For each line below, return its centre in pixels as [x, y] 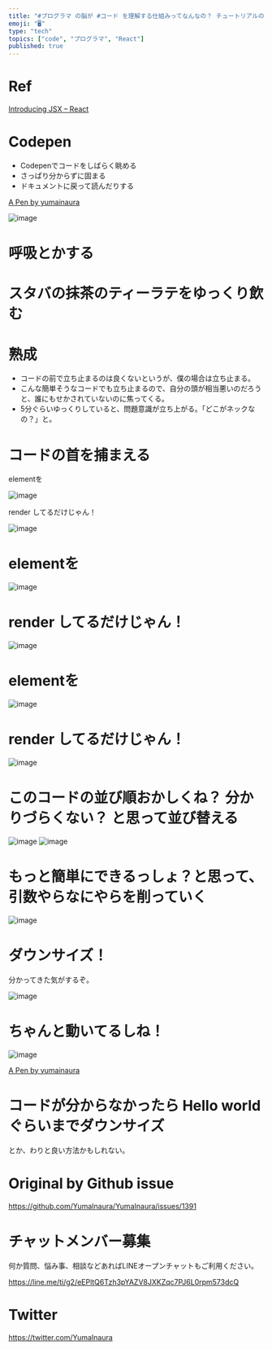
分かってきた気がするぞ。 [51, 980]
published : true [36, 46]
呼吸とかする [52, 254]
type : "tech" [30, 31]
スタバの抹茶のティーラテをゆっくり [129, 294]
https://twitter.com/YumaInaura [61, 1337]
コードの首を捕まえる [80, 455]
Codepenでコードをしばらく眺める [78, 165]
